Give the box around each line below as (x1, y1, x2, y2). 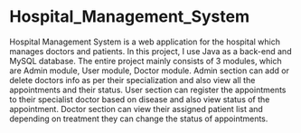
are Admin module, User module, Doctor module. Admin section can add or (9, 65, 289, 76)
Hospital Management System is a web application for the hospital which (9, 36, 280, 47)
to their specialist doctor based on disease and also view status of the (9, 93, 270, 105)
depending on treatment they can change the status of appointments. (9, 113, 268, 124)
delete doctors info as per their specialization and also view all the (9, 74, 256, 85)
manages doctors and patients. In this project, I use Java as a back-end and (9, 45, 292, 56)
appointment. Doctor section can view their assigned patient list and (9, 103, 264, 114)
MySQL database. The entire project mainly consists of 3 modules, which (9, 55, 282, 66)
